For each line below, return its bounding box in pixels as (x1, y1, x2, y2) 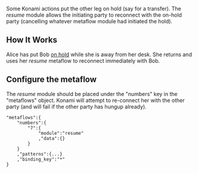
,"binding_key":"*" (17, 156, 66, 162)
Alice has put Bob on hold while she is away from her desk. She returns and (6, 51, 192, 58)
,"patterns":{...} (17, 151, 63, 157)
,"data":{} (38, 135, 66, 141)
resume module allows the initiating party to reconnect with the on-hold (6, 11, 182, 18)
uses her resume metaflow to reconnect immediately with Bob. (6, 57, 160, 64)
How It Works (6, 35, 58, 45)
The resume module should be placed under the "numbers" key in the (6, 90, 178, 97)
